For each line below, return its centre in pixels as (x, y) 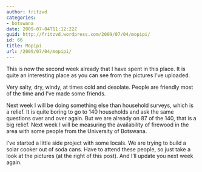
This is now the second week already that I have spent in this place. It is (96, 69)
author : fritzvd (27, 12)
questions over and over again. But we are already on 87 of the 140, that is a (101, 118)
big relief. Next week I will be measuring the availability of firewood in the (98, 125)
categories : (21, 18)
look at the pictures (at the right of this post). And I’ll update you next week (100, 156)
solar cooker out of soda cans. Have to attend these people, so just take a (99, 149)
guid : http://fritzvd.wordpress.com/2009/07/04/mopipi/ (78, 35)
